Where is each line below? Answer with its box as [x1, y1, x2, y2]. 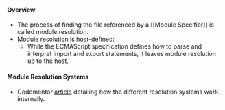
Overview [7, 5, 36, 14]
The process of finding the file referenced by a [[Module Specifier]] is [16, 20, 215, 29]
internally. [16, 95, 45, 103]
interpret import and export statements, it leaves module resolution [27, 50, 217, 58]
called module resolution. [16, 28, 89, 36]
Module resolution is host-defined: [16, 35, 115, 44]
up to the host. [27, 57, 69, 65]
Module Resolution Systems [7, 72, 89, 81]
